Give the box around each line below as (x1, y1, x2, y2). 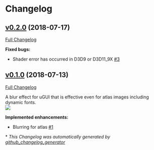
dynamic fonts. (5, 99, 36, 105)
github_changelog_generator (5, 139, 66, 145)
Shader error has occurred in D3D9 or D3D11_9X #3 (12, 56, 120, 62)
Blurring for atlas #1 (12, 124, 54, 130)
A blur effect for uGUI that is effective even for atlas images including (5, 94, 149, 100)
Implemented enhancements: (5, 114, 69, 120)
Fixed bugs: (5, 46, 31, 52)
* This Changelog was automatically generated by (5, 133, 111, 139)
